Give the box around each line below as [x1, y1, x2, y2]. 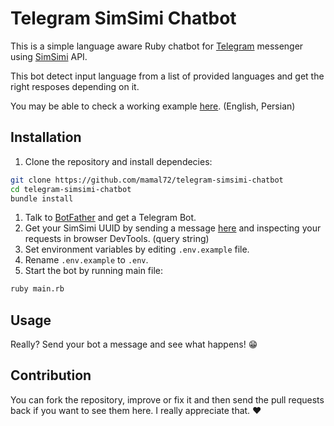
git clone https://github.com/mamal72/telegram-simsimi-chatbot [10, 175, 284, 185]
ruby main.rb [10, 284, 65, 294]
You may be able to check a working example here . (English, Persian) [10, 100, 296, 112]
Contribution [10, 367, 92, 384]
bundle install [10, 193, 74, 204]
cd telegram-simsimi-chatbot [10, 184, 132, 194]
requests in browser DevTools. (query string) [24, 233, 210, 245]
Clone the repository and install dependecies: [24, 155, 213, 167]
